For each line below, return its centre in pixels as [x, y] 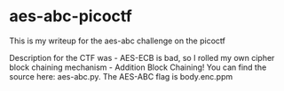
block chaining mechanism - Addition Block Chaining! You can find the [138, 67]
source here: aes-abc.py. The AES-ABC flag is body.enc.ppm [121, 76]
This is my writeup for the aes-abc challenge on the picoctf [118, 41]
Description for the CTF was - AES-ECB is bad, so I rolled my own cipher [142, 57]
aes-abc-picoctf [71, 16]
